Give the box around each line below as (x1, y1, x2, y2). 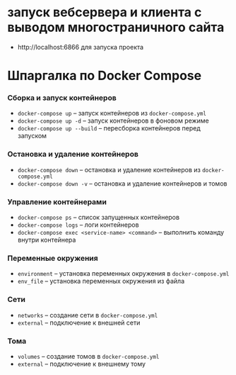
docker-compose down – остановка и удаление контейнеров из (17, 165, 201, 174)
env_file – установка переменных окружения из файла (17, 277, 185, 286)
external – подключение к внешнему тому (17, 359, 146, 368)
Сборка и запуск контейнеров (7, 93, 117, 103)
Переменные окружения (7, 253, 98, 263)
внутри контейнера (17, 235, 76, 245)
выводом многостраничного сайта (7, 19, 225, 35)
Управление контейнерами (7, 196, 107, 206)
